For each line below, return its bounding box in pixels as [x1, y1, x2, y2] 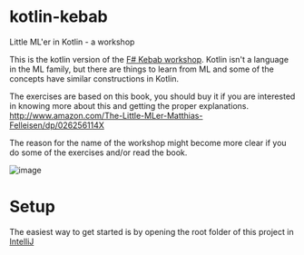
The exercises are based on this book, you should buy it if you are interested [9, 91, 296, 102]
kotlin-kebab [9, 6, 108, 27]
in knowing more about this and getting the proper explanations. [9, 100, 250, 111]
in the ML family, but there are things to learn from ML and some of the [9, 64, 274, 74]
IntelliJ [9, 236, 34, 247]
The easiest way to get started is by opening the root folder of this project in [9, 226, 294, 237]
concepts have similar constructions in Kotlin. [9, 73, 180, 83]
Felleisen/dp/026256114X [9, 120, 104, 131]
